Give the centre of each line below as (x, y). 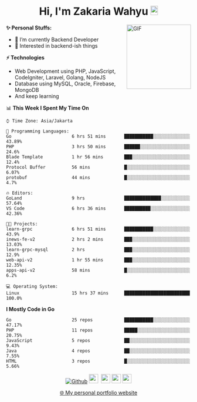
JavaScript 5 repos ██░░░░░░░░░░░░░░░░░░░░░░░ (98, 340)
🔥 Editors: (20, 193)
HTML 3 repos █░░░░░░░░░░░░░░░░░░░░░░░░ (98, 361)
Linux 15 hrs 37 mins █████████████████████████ (98, 293)
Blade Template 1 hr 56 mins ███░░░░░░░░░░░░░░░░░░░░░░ (98, 157)
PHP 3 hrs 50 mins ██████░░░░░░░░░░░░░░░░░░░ (98, 147)
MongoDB (27, 89)
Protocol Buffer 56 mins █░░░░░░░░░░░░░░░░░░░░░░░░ (98, 167)
